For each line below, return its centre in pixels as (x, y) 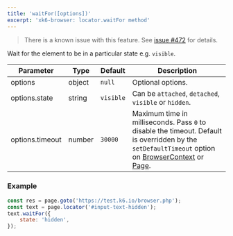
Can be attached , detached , (176, 93)
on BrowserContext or (168, 157)
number (81, 140)
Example (22, 186)
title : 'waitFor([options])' (49, 14)
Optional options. (160, 82)
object (78, 82)
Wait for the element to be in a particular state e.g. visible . (92, 53)
